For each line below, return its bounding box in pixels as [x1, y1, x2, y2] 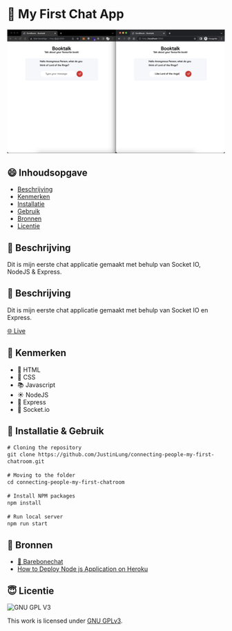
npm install [7, 500, 41, 507]
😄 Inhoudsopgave [7, 167, 88, 178]
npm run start [7, 520, 48, 527]
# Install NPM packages [7, 493, 76, 500]
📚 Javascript [17, 380, 56, 389]
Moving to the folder [13, 472, 76, 479]
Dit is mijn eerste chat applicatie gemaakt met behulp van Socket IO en [7, 305, 209, 314]
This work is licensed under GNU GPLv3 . [7, 616, 123, 625]
